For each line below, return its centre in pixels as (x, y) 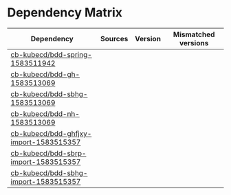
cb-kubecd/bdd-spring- (52, 54)
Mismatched (194, 34)
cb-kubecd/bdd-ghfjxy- (51, 133)
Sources (114, 38)
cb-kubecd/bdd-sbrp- (48, 153)
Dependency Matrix (65, 13)
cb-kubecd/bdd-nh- (45, 113)
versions (194, 43)
